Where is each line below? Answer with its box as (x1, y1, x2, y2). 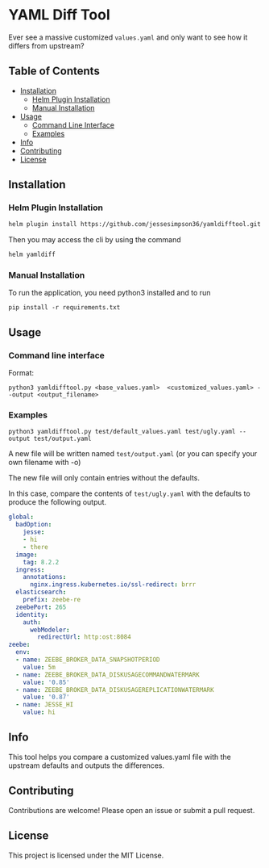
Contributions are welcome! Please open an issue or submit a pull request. (8, 805, 255, 815)
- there (23, 543, 48, 551)
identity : (15, 610, 48, 619)
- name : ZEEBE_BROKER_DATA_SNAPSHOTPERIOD (15, 656, 160, 664)
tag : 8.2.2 (23, 558, 60, 566)
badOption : (15, 521, 52, 529)
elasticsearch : (15, 588, 67, 597)
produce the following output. (8, 497, 107, 507)
